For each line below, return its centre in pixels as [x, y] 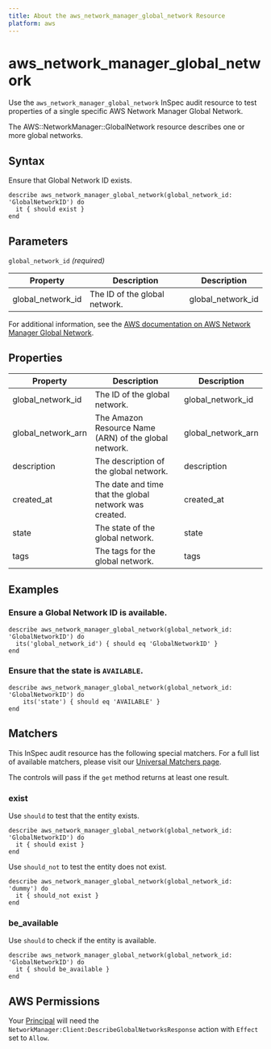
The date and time [129, 484]
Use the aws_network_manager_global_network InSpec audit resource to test [133, 103]
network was [119, 504]
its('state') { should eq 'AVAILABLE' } [92, 702]
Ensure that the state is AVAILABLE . [76, 671]
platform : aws [32, 23]
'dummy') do [28, 888]
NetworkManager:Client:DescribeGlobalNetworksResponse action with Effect [133, 1030]
